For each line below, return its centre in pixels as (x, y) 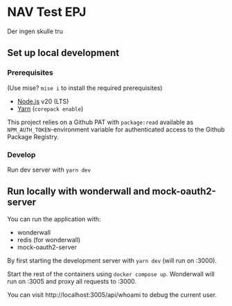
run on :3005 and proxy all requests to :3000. (72, 281)
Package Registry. (33, 136)
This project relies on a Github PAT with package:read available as (100, 122)
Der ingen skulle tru (35, 31)
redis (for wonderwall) (49, 240)
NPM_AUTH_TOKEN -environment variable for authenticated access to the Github (116, 129)
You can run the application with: (54, 219)
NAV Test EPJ (47, 12)
